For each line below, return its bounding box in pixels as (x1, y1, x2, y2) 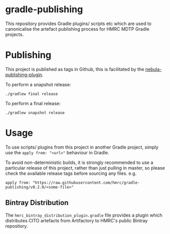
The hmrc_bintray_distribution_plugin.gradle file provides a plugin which (5, 212, 163, 218)
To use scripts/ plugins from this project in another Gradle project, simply (5, 144, 159, 150)
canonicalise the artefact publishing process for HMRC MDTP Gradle (5, 26, 150, 32)
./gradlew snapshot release (5, 110, 65, 115)
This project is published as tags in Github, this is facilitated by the (5, 66, 145, 72)
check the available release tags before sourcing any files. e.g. (5, 170, 137, 176)
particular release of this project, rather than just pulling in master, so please (5, 165, 165, 171)
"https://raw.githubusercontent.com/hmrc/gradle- (32, 180, 140, 185)
